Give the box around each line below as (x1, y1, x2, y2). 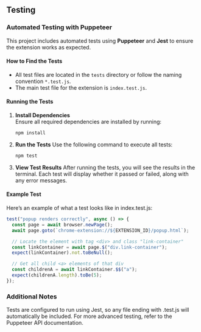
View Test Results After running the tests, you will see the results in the (15, 164, 196, 171)
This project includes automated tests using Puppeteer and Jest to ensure (6, 37, 194, 45)
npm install (15, 130, 46, 136)
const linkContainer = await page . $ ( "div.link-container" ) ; (12, 244, 167, 250)
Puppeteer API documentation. (6, 319, 83, 327)
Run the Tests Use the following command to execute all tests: (15, 140, 173, 148)
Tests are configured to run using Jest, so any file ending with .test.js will (6, 306, 189, 314)
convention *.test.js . (15, 78, 71, 85)
